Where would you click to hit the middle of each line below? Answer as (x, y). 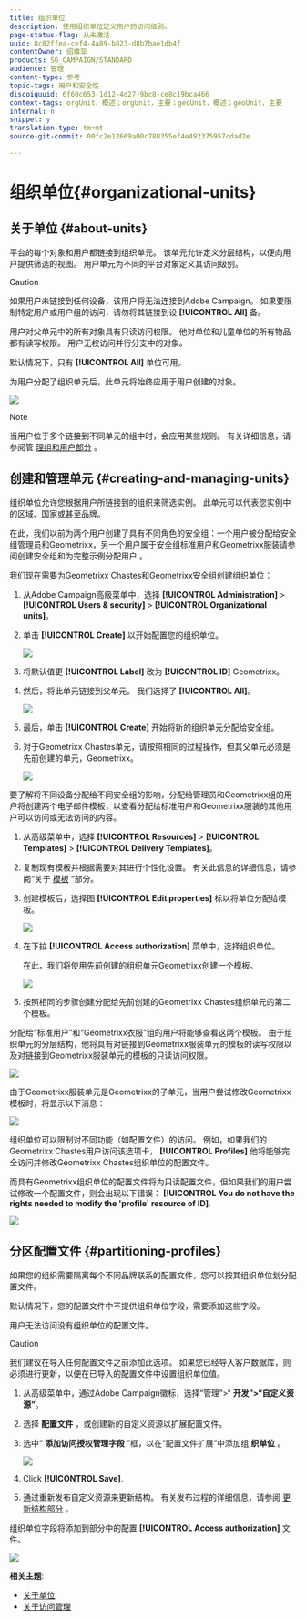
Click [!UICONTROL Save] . (73, 1478)
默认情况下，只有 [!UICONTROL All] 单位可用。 (98, 362)
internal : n (32, 111)
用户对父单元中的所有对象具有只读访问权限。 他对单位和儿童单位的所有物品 (150, 331)
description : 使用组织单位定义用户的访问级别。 (90, 26)
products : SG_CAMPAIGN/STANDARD (71, 60)
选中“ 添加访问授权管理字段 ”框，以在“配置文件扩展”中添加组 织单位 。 (154, 1443)
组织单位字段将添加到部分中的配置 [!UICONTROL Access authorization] (145, 1528)
